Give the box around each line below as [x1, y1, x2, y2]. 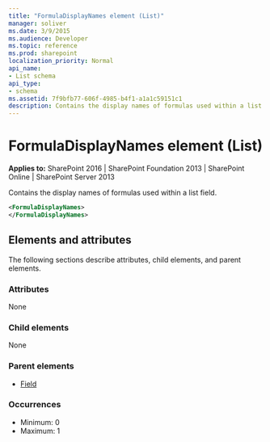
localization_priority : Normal [8, 57, 114, 65]
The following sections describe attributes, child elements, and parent [8, 255, 241, 264]
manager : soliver [8, 19, 67, 27]
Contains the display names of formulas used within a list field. [8, 187, 217, 198]
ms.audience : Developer [8, 34, 89, 43]
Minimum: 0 [19, 417, 61, 427]
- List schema [8, 72, 57, 80]
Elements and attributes [8, 234, 132, 247]
